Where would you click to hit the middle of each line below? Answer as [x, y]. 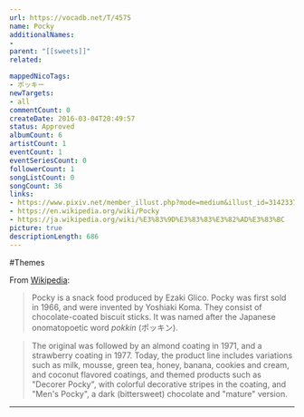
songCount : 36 [36, 186]
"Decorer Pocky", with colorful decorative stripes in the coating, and [159, 384]
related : [26, 60]
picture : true [36, 228]
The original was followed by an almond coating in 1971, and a [147, 345]
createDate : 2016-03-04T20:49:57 [72, 119]
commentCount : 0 [40, 110]
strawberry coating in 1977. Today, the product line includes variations [162, 355]
